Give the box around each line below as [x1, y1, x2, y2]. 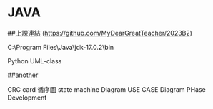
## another [7, 71, 39, 79]
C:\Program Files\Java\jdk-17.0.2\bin [7, 43, 114, 51]
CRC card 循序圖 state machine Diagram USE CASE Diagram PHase [7, 85, 206, 93]
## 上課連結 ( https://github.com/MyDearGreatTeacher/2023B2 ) [7, 28, 193, 37]
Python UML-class [7, 56, 62, 65]
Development [7, 93, 47, 102]
